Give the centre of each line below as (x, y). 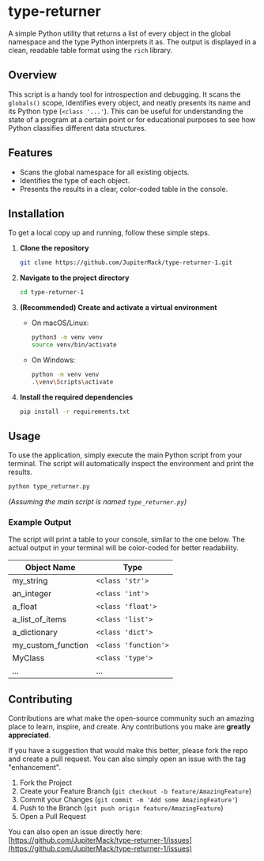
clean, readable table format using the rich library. (91, 50)
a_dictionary (35, 633)
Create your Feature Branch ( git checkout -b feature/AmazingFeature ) (136, 791)
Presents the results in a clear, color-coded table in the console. (124, 189)
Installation (36, 214)
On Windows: (53, 360)
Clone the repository (54, 248)
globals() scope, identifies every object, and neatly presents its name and (129, 102)
